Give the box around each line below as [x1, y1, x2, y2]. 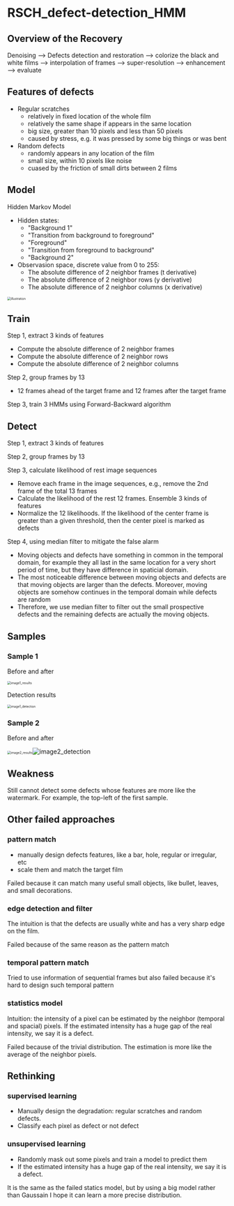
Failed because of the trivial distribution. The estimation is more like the [7, 1042, 212, 1051]
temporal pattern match [7, 957, 89, 967]
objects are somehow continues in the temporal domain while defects [17, 588, 217, 597]
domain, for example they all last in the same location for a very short [17, 558, 216, 567]
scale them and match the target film [17, 865, 123, 873]
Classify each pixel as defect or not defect [17, 1122, 139, 1130]
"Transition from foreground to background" [27, 245, 155, 254]
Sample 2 [7, 718, 40, 728]
